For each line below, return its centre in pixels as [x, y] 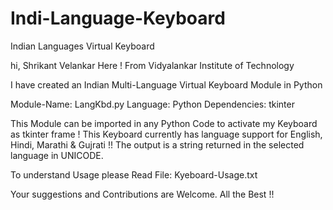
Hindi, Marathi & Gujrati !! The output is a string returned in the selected [157, 144]
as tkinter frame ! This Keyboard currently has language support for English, [166, 134]
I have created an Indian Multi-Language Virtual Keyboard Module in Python [166, 84]
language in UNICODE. [57, 155]
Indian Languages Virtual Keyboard [82, 46]
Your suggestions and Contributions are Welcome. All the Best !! [142, 194]
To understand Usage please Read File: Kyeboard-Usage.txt [134, 174]
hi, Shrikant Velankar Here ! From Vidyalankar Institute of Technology [152, 65]
